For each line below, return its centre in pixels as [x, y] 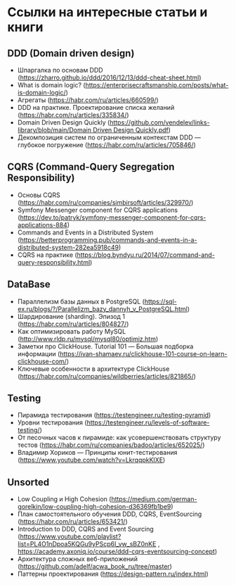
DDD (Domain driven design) [71, 53]
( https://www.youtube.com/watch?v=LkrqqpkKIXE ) [91, 460]
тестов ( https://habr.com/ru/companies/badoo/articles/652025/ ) [111, 445]
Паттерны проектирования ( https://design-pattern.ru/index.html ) [113, 574]
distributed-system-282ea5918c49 [68, 247]
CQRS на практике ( [47, 255]
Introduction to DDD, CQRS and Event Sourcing [86, 529]
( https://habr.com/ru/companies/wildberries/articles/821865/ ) [107, 376]
